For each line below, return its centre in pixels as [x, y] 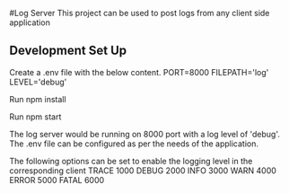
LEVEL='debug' [38, 82]
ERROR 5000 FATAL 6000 [57, 180]
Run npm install [38, 99]
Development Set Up [68, 51]
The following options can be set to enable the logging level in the [131, 161]
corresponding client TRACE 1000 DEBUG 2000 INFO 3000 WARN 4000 [143, 171]
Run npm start [35, 117]
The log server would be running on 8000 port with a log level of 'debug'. [145, 134]
